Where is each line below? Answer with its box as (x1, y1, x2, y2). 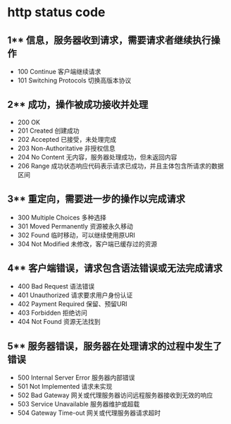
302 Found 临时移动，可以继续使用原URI (17, 231, 136, 239)
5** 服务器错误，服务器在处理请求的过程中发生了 (7, 340, 223, 352)
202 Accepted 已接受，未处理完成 (17, 135, 117, 143)
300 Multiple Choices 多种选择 (17, 213, 107, 222)
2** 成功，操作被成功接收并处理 (7, 99, 149, 111)
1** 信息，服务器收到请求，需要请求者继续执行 (7, 34, 211, 46)
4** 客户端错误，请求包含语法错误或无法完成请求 (7, 262, 223, 274)
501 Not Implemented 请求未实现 (17, 382, 113, 391)
